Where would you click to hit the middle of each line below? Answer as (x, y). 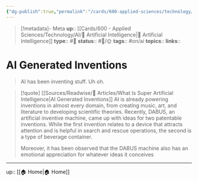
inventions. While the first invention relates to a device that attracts (101, 124)
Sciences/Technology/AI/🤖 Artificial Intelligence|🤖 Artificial (92, 34)
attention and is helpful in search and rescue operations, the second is (106, 130)
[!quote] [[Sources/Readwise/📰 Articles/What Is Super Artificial (97, 93)
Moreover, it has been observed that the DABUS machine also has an (104, 148)
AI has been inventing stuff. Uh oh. (62, 81)
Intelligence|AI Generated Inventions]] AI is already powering (94, 99)
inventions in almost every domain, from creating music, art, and (99, 105)
